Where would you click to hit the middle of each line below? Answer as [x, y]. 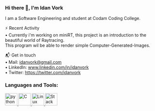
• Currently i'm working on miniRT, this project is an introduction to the [76, 35]
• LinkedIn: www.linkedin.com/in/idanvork [47, 67]
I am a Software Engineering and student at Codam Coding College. [73, 18]
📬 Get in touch [21, 55]
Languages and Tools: [32, 85]
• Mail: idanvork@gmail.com [33, 62]
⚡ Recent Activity [22, 28]
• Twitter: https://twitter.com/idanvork [43, 73]
